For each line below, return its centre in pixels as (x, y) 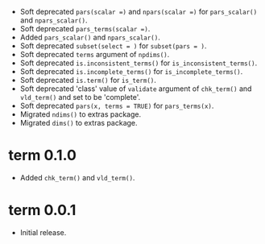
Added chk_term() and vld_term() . (77, 177)
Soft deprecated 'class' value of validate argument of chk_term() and (136, 89)
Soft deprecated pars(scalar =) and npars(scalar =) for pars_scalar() (139, 12)
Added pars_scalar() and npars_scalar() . (90, 37)
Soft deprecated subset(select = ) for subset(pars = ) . (113, 46)
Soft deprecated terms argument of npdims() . (95, 54)
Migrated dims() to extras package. (79, 123)
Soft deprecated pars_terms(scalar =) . (85, 29)
